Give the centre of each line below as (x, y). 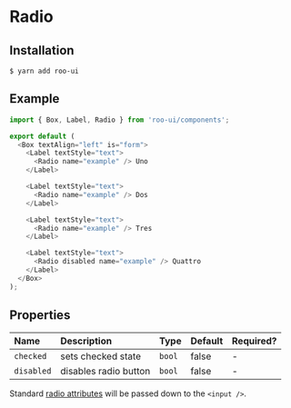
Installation (42, 50)
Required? (254, 341)
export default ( (42, 136)
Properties (40, 315)
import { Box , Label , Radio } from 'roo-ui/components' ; (120, 120)
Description (86, 341)
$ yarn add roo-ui (44, 71)
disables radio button (105, 371)
